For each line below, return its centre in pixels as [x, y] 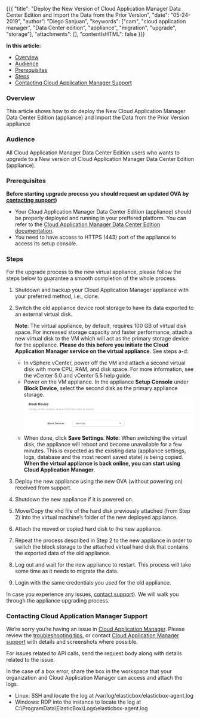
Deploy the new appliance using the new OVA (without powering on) [99, 482]
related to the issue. [30, 660]
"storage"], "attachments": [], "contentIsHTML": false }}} [76, 34]
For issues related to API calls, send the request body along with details [94, 653]
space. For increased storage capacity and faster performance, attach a [103, 332]
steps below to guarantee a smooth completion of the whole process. [92, 278]
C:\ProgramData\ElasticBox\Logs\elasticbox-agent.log [81, 708]
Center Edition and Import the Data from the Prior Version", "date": [88, 15]
